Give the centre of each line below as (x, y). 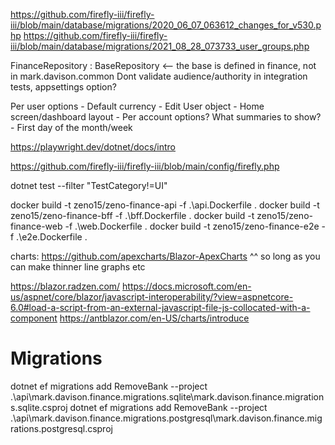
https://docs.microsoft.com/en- (187, 286)
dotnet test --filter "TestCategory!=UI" (89, 185)
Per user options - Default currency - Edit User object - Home (137, 106)
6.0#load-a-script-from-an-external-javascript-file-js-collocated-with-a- (160, 307)
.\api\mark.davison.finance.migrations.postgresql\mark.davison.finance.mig (166, 418)
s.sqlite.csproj (39, 407)
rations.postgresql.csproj (61, 428)
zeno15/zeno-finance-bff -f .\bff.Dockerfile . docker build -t (132, 215)
